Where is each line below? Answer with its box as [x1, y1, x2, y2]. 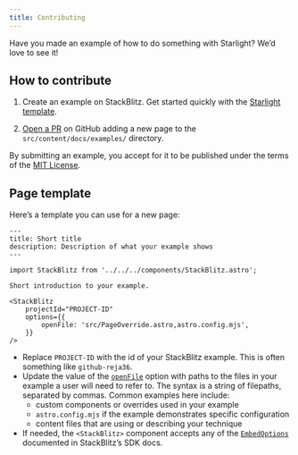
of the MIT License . [9, 160, 81, 171]
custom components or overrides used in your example [35, 400, 239, 410]
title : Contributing [9, 13, 87, 22]
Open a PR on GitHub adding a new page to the [21, 123, 196, 134]
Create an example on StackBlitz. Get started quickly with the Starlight [21, 97, 281, 107]
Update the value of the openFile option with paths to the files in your [21, 371, 278, 382]
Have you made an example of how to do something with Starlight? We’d [9, 38, 276, 48]
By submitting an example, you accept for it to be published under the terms [9, 150, 289, 161]
